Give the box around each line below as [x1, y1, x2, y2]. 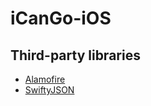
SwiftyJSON [24, 84, 75, 96]
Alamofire [24, 73, 66, 85]
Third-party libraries [10, 47, 141, 64]
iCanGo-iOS [10, 7, 112, 30]
